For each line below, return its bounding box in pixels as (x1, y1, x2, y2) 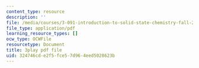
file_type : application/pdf (6, 25, 76, 31)
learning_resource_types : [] (6, 31, 78, 37)
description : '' (6, 14, 46, 20)
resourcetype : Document (6, 42, 65, 48)
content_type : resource (6, 8, 65, 15)
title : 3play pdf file (6, 47, 62, 53)
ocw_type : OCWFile (6, 36, 52, 42)
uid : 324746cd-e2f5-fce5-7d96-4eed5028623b (6, 53, 115, 59)
